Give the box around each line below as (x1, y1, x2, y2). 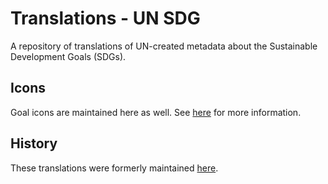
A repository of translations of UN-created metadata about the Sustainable (10, 40, 318, 52)
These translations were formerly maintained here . (10, 162, 219, 174)
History (10, 135, 58, 152)
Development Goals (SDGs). (10, 50, 127, 62)
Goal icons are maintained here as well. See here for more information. (10, 106, 302, 118)
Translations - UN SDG (10, 7, 201, 30)
